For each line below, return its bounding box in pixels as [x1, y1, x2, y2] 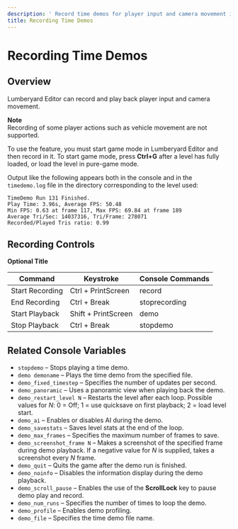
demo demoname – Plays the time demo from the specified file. [17, 371, 193, 380]
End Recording [11, 297, 60, 307]
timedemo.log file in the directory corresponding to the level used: [7, 181, 198, 189]
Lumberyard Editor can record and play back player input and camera [7, 94, 210, 103]
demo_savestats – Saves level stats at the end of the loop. [17, 423, 184, 432]
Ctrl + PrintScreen [69, 286, 130, 296]
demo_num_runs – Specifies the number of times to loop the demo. [17, 499, 207, 507]
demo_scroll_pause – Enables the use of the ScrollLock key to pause [17, 484, 217, 492]
